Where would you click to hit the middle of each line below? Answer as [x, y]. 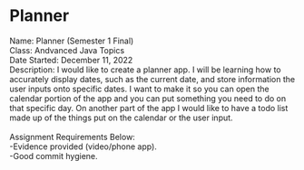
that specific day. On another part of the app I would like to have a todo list [149, 108]
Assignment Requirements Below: [73, 137]
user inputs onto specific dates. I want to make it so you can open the [139, 89]
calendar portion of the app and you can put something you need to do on [148, 98]
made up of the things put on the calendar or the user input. [121, 118]
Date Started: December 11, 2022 [71, 60]
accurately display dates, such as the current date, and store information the [152, 79]
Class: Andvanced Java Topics [67, 50]
